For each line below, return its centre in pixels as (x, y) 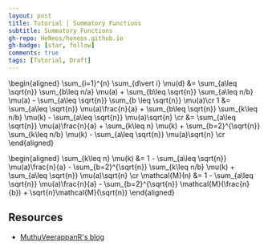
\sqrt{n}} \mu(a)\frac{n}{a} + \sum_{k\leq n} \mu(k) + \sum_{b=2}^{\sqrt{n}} (134, 126)
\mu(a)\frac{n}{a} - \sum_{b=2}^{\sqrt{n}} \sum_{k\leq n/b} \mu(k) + (122, 167)
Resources (36, 218)
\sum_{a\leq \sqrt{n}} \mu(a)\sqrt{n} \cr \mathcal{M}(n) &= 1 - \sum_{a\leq (131, 175)
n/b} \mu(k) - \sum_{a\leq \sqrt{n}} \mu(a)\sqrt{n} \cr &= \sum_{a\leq (122, 117)
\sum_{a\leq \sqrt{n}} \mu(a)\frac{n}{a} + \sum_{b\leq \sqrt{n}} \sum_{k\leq (133, 108)
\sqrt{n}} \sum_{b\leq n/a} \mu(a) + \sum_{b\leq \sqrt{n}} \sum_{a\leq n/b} (131, 91)
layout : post (30, 16)
